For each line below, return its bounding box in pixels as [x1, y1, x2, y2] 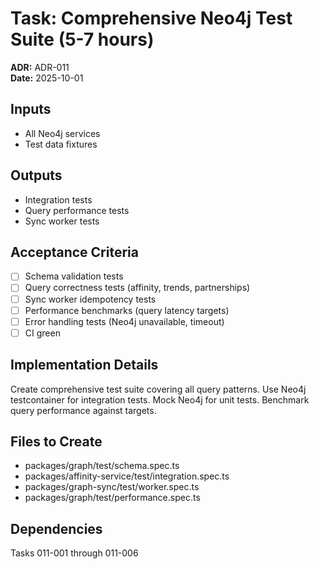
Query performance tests [24, 204, 130, 216]
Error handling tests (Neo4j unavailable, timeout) [24, 315, 225, 327]
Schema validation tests [24, 270, 124, 282]
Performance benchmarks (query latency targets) [24, 304, 230, 316]
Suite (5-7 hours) [10, 28, 155, 51]
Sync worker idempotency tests [24, 293, 157, 305]
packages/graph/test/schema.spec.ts [24, 460, 180, 472]
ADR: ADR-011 [10, 61, 70, 73]
